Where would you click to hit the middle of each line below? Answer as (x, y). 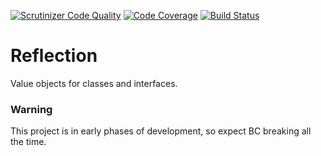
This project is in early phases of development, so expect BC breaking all (161, 131)
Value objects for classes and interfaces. (94, 83)
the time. (28, 142)
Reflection (54, 56)
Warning (31, 109)
